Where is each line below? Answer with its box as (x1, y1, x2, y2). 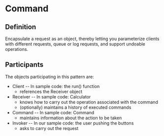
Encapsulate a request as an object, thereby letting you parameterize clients (5, 36, 160, 42)
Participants (5, 60, 43, 69)
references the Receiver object (19, 89, 83, 94)
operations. (5, 46, 29, 52)
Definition (5, 23, 36, 31)
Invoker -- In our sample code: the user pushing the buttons (12, 120, 134, 126)
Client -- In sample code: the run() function (12, 83, 100, 89)
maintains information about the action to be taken (19, 115, 122, 121)
